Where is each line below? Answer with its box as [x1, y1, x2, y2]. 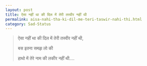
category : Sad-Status [5, 21, 51, 27]
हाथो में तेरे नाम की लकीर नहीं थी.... [17, 55, 75, 61]
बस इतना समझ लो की [17, 45, 53, 51]
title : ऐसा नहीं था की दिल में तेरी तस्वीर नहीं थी [5, 12, 87, 17]
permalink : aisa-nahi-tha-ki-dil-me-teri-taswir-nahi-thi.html [5, 17, 142, 22]
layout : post [5, 7, 33, 13]
